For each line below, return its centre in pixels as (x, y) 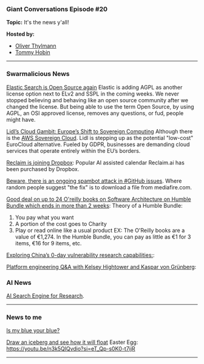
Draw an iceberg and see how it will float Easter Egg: (72, 342)
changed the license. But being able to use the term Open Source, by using (100, 107)
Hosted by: (21, 34)
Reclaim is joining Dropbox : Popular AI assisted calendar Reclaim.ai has (96, 163)
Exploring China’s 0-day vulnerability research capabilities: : (80, 255)
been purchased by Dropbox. (43, 169)
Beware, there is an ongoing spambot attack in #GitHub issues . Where (94, 181)
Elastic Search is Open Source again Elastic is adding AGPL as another (94, 87)
